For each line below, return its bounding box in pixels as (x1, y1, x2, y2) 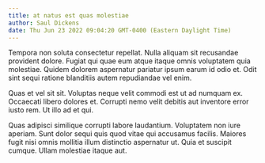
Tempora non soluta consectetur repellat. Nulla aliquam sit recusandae (8, 48, 239, 58)
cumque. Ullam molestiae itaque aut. (8, 146, 127, 155)
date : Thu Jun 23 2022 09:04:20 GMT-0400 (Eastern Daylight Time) (8, 26, 232, 34)
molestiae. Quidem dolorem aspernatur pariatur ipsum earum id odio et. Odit (8, 65, 257, 74)
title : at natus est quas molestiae (8, 11, 129, 20)
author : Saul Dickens (8, 19, 80, 27)
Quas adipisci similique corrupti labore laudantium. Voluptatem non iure (8, 120, 241, 131)
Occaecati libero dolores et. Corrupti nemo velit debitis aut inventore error (8, 97, 249, 107)
